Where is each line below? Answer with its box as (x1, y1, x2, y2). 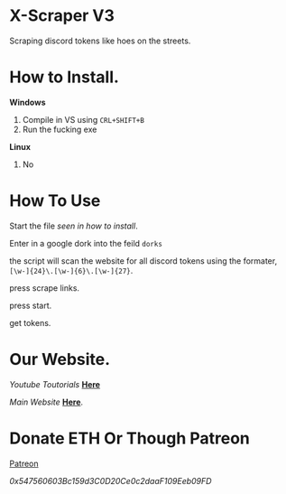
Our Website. (9, 350, 111, 369)
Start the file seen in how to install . (9, 220, 138, 231)
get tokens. (9, 317, 51, 328)
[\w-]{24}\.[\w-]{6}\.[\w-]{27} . (9, 265, 134, 275)
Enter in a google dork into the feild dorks (9, 238, 162, 248)
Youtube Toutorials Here (9, 378, 101, 389)
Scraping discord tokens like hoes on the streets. (9, 35, 191, 46)
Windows (9, 97, 46, 107)
